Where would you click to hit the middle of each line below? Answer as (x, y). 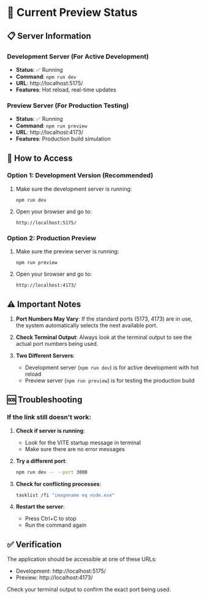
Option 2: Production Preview (52, 238)
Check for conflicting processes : (58, 484)
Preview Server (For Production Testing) (68, 105)
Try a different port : (41, 461)
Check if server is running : (50, 430)
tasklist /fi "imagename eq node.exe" (65, 495)
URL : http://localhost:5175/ (49, 83)
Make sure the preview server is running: (67, 251)
